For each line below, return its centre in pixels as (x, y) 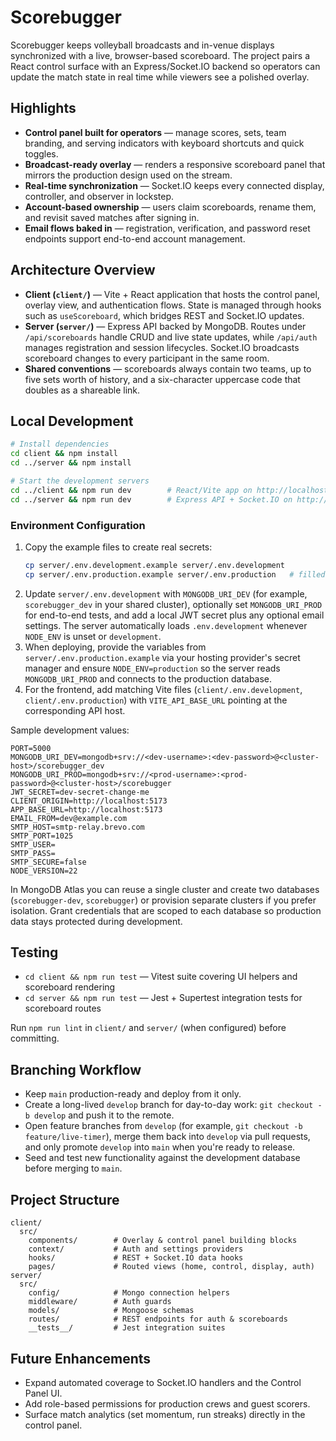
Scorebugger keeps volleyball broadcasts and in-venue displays (142, 45)
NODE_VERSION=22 (44, 871)
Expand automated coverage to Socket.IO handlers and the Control (163, 1382)
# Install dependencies (60, 444)
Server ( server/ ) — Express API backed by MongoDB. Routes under (165, 326)
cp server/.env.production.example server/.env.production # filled (175, 574)
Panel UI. (43, 1393)
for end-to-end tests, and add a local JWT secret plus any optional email (174, 615)
